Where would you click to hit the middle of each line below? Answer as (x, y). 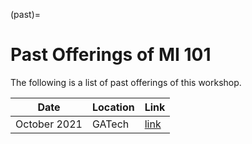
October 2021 (49, 124)
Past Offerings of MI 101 (111, 55)
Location (113, 107)
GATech (111, 124)
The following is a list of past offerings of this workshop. (126, 82)
